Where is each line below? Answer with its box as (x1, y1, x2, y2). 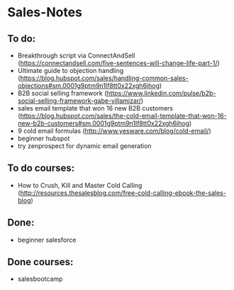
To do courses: (7, 162, 75, 174)
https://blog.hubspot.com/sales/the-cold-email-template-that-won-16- (20, 111, 227, 120)
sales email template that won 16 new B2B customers (17, 104, 174, 112)
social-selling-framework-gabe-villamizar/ (17, 96, 142, 105)
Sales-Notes (7, 4, 83, 21)
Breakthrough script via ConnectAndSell (17, 51, 135, 60)
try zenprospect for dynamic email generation (17, 142, 152, 150)
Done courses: (7, 256, 74, 268)
